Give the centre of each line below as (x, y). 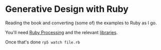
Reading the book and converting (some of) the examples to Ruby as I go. (81, 23)
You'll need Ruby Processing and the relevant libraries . (61, 32)
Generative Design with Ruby (67, 9)
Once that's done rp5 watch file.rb (42, 42)
